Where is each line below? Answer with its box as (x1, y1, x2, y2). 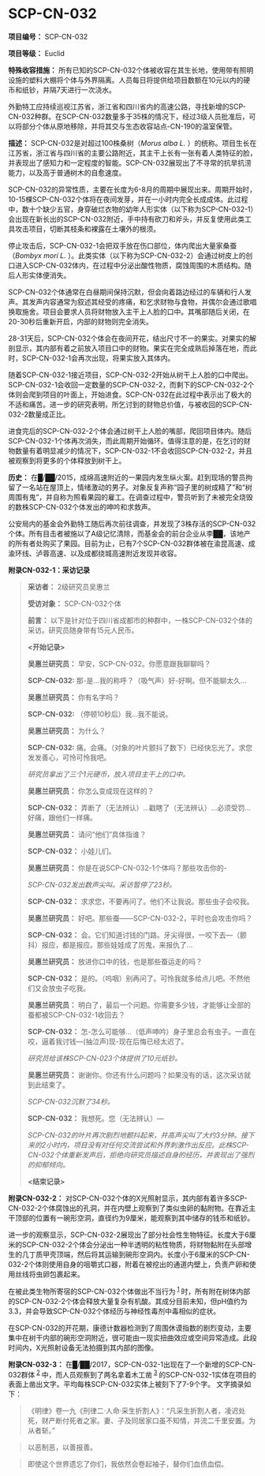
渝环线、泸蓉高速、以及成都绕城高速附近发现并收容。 (8, 548, 181, 558)
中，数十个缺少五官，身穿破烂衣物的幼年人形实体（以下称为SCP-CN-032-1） (8, 204, 255, 214)
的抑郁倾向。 (27, 1160, 69, 1169)
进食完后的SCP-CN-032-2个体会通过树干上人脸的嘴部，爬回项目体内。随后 (8, 426, 252, 435)
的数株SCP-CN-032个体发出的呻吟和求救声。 (8, 502, 155, 511)
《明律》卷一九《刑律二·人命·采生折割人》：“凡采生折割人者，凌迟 (27, 1406, 239, 1416)
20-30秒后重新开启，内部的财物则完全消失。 (8, 316, 154, 326)
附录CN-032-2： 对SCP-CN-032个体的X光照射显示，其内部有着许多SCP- (8, 1193, 248, 1203)
